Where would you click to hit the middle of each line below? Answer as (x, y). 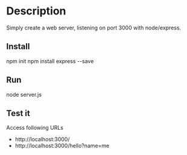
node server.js (24, 94)
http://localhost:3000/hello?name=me (62, 146)
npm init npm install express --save (50, 61)
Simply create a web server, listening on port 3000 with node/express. (94, 28)
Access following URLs (35, 128)
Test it (18, 113)
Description (36, 11)
